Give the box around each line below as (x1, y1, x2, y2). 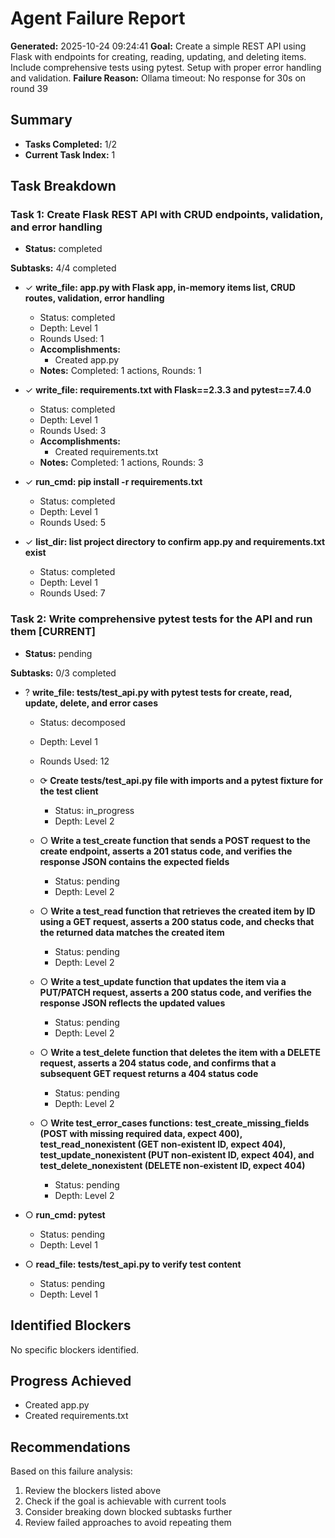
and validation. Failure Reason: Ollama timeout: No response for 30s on (10, 72, 307, 84)
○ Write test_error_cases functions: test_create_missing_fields (39, 1117, 310, 1129)
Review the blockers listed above (24, 1485, 162, 1497)
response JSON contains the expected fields (39, 855, 230, 867)
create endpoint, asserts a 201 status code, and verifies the (39, 845, 293, 857)
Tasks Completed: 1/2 (24, 138, 118, 150)
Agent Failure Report (10, 7, 186, 30)
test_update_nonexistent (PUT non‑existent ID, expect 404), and (39, 1148, 315, 1161)
